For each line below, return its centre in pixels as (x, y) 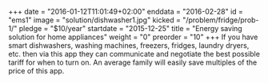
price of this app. (36, 71)
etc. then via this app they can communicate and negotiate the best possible (134, 54)
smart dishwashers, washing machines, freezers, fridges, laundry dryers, (129, 45)
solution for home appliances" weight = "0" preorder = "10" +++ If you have (133, 37)
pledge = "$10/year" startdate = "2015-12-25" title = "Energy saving (130, 28)
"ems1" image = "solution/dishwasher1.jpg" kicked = (95, 20)
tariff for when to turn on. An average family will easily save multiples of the (133, 62)
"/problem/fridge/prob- (221, 20)
